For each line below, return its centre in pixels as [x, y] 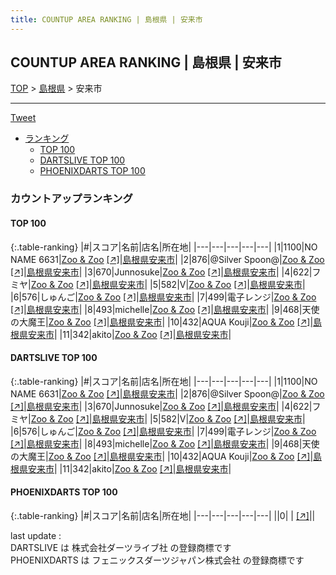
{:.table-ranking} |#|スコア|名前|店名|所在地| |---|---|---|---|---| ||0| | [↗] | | [163, 515]
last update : [36, 535]
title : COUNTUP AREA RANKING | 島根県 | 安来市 [106, 19]
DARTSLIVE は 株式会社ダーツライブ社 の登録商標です [121, 547]
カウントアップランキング [71, 199]
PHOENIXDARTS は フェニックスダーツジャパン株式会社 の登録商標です [157, 560]
